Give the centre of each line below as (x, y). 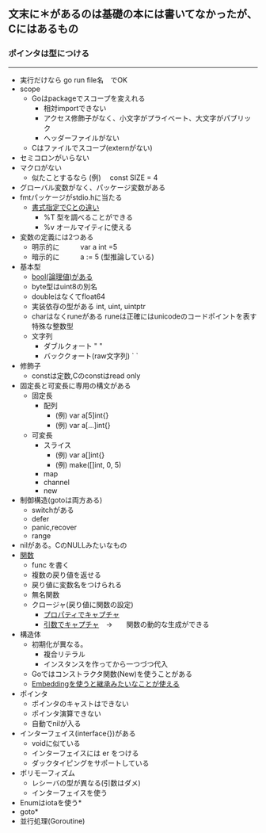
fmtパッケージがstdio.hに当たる (71, 197)
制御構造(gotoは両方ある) (61, 500)
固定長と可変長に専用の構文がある (75, 385)
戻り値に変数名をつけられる (77, 584)
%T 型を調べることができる (88, 217)
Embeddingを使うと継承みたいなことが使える (105, 683)
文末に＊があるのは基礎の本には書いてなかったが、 (133, 14)
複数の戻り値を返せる (66, 575)
